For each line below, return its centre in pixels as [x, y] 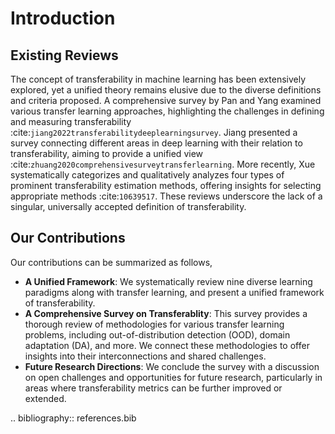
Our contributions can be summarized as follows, [111, 262]
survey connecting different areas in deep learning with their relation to [156, 143]
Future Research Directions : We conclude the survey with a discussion [172, 366]
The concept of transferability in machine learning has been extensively [158, 79]
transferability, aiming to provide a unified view [107, 153]
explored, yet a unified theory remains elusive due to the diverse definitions [166, 90]
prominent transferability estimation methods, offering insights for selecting [166, 185]
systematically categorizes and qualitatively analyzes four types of [147, 175]
